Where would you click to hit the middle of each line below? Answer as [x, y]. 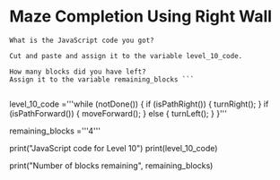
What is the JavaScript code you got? [82, 40]
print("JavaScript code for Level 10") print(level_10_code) [114, 148]
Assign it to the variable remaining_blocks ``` [102, 79]
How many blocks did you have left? [78, 72]
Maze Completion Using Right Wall [140, 17]
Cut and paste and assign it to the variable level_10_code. [126, 56]
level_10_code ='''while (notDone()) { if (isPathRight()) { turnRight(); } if [139, 104]
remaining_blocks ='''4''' [55, 131]
